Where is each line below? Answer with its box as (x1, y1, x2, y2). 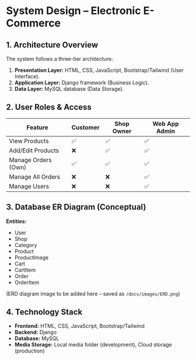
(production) (14, 347, 45, 355)
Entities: (6, 218, 27, 225)
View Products (9, 136, 49, 145)
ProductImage (14, 253, 49, 261)
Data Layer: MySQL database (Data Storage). (14, 85, 124, 92)
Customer (71, 123, 100, 131)
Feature (26, 123, 48, 131)
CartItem (14, 266, 36, 273)
